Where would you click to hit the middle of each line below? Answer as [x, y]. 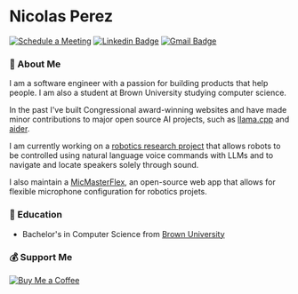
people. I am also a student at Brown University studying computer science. [148, 93]
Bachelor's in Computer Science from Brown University [123, 234]
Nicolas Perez [61, 16]
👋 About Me [35, 64]
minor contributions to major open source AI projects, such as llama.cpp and [149, 119]
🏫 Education [36, 215]
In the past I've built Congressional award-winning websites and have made [148, 110]
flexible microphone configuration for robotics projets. [108, 192]
